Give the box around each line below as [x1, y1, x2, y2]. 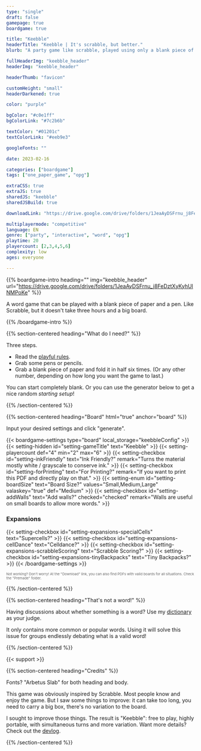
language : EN [6, 226, 39, 233]
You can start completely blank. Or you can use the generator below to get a [6, 384, 194, 391]
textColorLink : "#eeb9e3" [6, 134, 71, 140]
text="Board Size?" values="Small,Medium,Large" [35, 480, 159, 488]
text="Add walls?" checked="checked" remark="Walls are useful [32, 493, 193, 501]
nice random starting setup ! [6, 390, 75, 397]
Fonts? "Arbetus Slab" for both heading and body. [6, 679, 129, 686]
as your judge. [6, 614, 42, 621]
